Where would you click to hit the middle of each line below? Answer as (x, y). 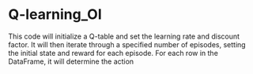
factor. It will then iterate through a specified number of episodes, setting (127, 44)
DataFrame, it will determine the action (71, 61)
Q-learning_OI (55, 15)
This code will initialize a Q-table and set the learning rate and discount (124, 36)
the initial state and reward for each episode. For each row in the (113, 53)
